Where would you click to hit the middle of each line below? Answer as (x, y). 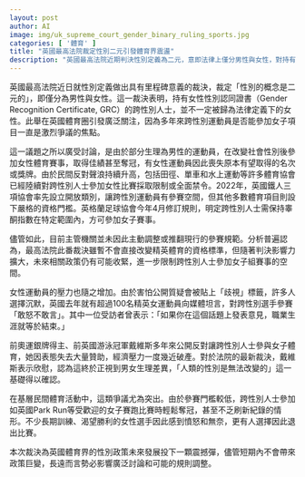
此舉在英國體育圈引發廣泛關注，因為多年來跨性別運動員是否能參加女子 (156, 121)
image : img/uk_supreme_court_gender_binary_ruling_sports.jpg (129, 34)
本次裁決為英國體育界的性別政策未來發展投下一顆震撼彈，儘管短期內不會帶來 (152, 452)
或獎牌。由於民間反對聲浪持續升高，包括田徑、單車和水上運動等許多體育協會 (152, 174)
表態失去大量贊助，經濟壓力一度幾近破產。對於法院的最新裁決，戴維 (168, 356)
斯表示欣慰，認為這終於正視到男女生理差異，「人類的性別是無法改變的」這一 (151, 368)
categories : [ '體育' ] (53, 43)
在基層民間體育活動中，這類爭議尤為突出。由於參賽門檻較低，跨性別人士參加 (152, 399)
